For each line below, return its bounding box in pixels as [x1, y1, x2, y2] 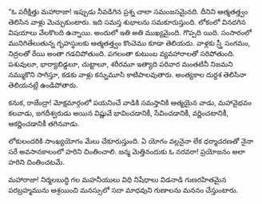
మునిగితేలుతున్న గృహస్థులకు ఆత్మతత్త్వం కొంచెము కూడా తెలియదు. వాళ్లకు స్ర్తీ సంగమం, [8, 38, 251, 47]
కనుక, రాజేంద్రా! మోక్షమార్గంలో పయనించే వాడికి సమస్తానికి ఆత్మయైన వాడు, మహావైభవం [8, 98, 252, 107]
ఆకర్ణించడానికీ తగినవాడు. [8, 119, 80, 128]
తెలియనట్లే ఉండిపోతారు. [8, 80, 78, 90]
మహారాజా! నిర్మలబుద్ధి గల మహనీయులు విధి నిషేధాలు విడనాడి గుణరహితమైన [8, 175, 227, 184]
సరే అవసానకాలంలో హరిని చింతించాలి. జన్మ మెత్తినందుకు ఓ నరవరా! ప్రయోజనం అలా [8, 147, 246, 156]
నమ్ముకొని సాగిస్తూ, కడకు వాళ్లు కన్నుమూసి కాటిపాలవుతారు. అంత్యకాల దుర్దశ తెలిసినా [8, 70, 247, 79]
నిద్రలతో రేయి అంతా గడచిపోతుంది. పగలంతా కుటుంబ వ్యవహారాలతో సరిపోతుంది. [8, 49, 236, 58]
